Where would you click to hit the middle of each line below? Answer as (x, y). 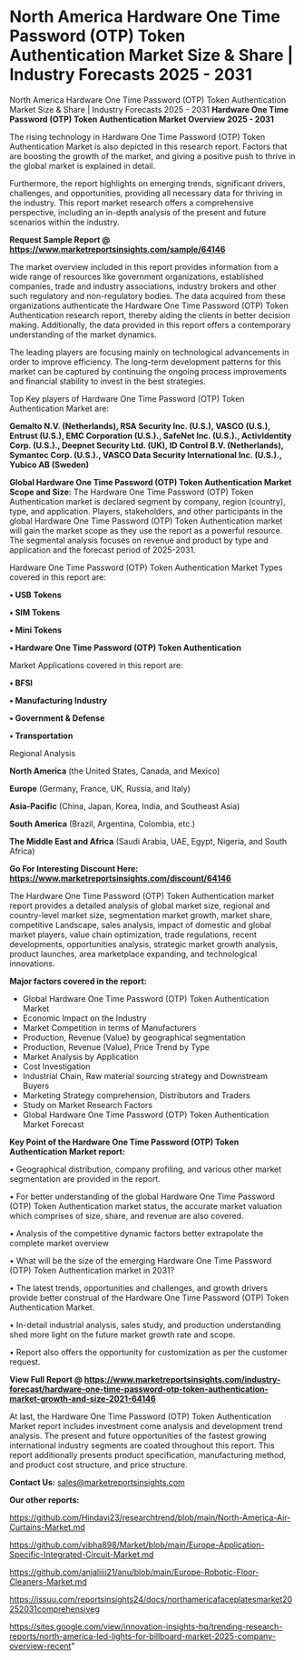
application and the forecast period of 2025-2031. (103, 550)
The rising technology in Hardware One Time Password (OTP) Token (137, 136)
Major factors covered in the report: (78, 981)
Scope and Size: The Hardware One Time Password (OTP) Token (132, 492)
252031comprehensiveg (54, 1609)
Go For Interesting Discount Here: (74, 868)
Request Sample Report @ (60, 239)
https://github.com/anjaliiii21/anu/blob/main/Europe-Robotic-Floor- (134, 1572)
